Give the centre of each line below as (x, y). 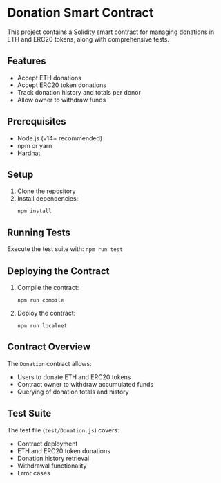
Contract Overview (49, 347)
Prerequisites (37, 121)
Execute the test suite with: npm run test (65, 249)
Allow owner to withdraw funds (61, 100)
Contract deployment (47, 444)
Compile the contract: (48, 288)
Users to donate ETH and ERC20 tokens (74, 377)
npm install (34, 211)
